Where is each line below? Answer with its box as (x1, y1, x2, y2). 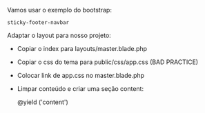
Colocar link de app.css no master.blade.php (17, 72, 145, 79)
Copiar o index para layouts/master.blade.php (17, 45, 147, 52)
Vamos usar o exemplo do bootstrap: (7, 6, 113, 14)
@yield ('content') (17, 98, 69, 106)
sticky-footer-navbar (7, 19, 70, 26)
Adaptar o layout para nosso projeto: (7, 31, 112, 39)
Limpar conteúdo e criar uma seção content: (17, 85, 144, 92)
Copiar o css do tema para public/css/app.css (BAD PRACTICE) (17, 58, 199, 66)
